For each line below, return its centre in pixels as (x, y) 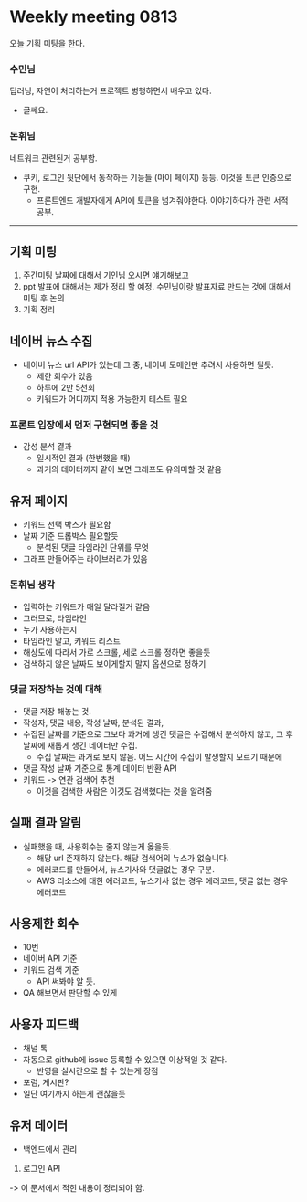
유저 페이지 (39, 501)
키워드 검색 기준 (51, 970)
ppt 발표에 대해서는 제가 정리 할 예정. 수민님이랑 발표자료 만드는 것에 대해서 (157, 287)
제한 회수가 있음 (64, 376)
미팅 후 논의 (44, 298)
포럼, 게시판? (46, 1082)
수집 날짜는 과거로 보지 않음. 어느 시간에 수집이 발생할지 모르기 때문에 (159, 756)
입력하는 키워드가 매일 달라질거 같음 (86, 606)
